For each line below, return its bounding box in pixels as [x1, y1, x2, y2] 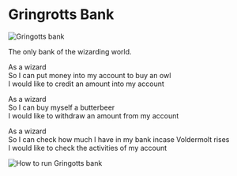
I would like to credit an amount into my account [8, 79, 164, 88]
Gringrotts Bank [8, 6, 115, 24]
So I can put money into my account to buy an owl [8, 70, 171, 80]
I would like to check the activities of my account [8, 143, 167, 152]
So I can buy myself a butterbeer [8, 103, 115, 112]
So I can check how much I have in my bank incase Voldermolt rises [8, 134, 230, 144]
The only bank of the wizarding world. [8, 47, 132, 56]
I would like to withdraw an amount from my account [8, 110, 179, 120]
